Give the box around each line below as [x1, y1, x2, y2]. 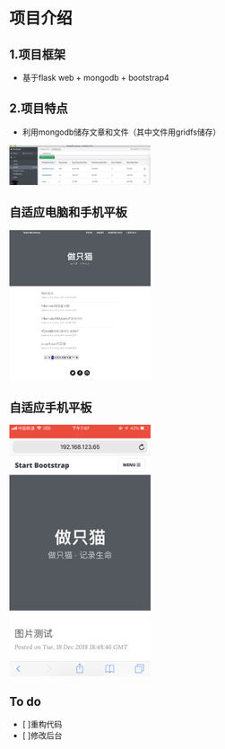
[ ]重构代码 [22, 719, 63, 730]
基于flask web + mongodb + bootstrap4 [22, 73, 170, 83]
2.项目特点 [9, 101, 69, 117]
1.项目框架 [9, 47, 66, 62]
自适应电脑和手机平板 [9, 205, 127, 220]
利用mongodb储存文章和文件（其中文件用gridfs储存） [22, 127, 221, 137]
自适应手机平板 [9, 400, 92, 415]
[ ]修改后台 [22, 730, 63, 741]
